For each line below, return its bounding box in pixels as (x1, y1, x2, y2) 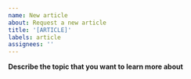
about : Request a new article (8, 19, 107, 27)
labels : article (8, 33, 61, 41)
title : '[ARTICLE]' (8, 26, 72, 34)
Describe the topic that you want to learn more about (8, 62, 184, 71)
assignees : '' (8, 41, 55, 48)
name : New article (8, 11, 68, 20)
